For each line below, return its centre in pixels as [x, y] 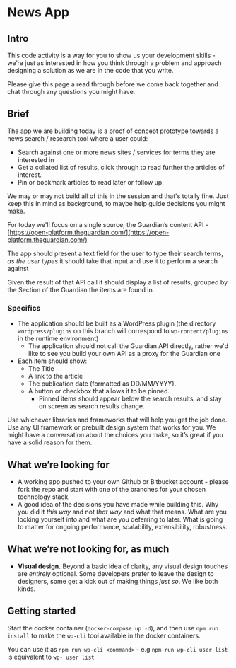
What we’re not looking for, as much [88, 549]
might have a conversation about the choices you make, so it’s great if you [116, 435]
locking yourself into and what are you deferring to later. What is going [120, 519]
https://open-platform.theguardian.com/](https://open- [89, 232]
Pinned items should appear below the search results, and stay [130, 399]
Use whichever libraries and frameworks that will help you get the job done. [117, 420]
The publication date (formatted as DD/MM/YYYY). [102, 384]
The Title [41, 369]
